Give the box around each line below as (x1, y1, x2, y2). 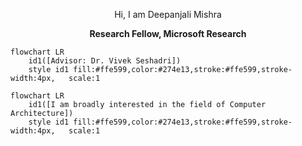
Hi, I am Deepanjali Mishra (114, 9, 222, 20)
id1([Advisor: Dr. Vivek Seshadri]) (28, 56, 182, 66)
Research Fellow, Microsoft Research (89, 28, 247, 39)
